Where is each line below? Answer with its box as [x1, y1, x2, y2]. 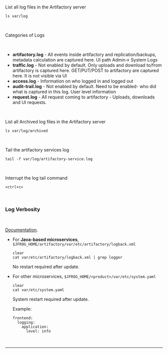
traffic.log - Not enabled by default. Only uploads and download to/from [12, 62, 162, 68]
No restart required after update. [12, 264, 80, 270]
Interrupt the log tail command [5, 175, 67, 181]
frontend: [12, 315, 33, 321]
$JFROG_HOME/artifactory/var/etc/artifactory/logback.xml [12, 242, 136, 247]
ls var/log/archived [5, 128, 48, 133]
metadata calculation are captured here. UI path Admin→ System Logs [12, 57, 158, 62]
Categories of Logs [5, 32, 45, 38]
